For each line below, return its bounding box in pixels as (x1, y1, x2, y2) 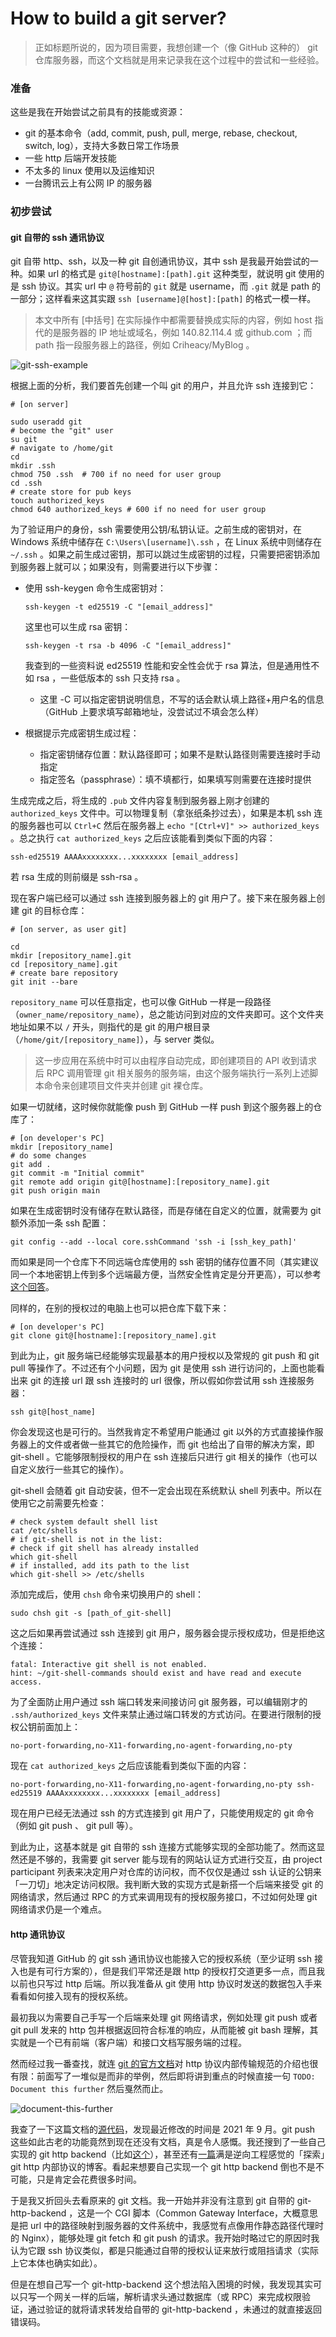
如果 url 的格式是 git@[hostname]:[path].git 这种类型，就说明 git (27, 268, 297, 280)
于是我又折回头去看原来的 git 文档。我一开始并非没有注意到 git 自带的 (10, 2194, 295, 2206)
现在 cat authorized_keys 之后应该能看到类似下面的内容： (10, 1760, 250, 1772)
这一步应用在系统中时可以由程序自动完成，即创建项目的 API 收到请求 (34, 1055, 318, 1067)
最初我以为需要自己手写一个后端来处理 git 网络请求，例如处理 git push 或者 (10, 2011, 318, 2023)
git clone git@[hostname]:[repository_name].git (10, 1331, 217, 1341)
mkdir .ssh (10, 461, 56, 471)
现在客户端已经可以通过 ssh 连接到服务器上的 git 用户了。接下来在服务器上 (10, 892, 317, 904)
